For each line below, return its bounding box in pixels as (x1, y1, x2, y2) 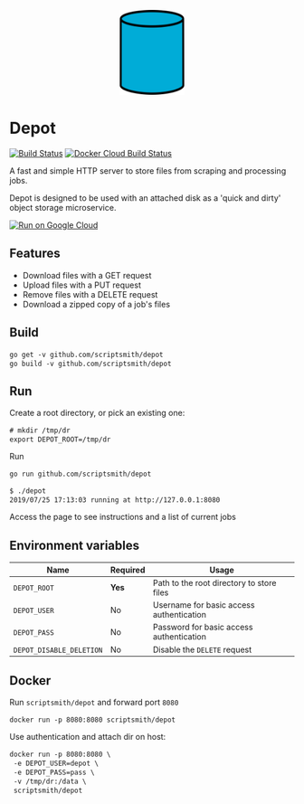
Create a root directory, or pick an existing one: (9, 408, 185, 419)
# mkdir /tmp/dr (9, 426, 71, 435)
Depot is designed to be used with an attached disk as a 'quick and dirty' (9, 192, 281, 203)
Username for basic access (152, 600, 255, 610)
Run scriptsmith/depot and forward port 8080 (9, 697, 179, 707)
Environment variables (9, 537, 140, 553)
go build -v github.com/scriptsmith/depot (9, 359, 172, 368)
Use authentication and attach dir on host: (9, 732, 166, 742)
